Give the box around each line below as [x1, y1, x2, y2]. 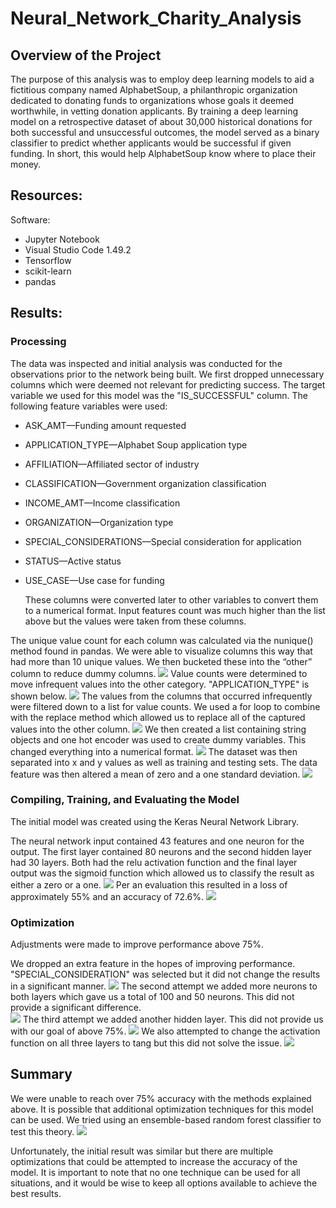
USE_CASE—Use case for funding [24, 574, 165, 586]
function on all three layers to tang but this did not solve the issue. [10, 1037, 283, 1049]
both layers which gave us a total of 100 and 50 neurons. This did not [10, 991, 295, 1003]
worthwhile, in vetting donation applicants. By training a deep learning [10, 105, 299, 117]
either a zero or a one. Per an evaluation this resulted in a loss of [10, 878, 288, 891]
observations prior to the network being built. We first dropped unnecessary [10, 368, 325, 380]
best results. [10, 1187, 62, 1199]
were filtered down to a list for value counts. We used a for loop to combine [10, 700, 321, 712]
